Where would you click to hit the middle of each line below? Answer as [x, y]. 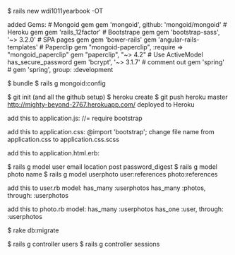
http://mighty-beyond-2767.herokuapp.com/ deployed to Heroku [101, 105]
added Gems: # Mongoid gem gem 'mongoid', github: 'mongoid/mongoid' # [117, 24]
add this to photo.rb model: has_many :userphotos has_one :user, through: [115, 209]
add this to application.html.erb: [54, 153]
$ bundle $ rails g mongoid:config [56, 83]
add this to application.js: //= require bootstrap [75, 118]
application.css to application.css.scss [64, 139]
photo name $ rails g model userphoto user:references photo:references [113, 174]
